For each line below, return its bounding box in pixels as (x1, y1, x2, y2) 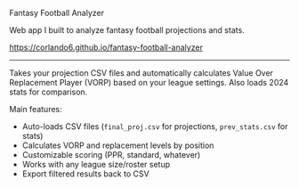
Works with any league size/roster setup (21, 159, 171, 169)
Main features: (9, 104, 62, 114)
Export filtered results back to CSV (21, 168, 149, 179)
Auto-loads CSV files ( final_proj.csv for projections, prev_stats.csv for (21, 121, 288, 132)
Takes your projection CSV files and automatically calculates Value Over (9, 68, 274, 78)
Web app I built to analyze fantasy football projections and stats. (9, 25, 245, 35)
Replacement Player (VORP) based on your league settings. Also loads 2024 (9, 78, 289, 87)
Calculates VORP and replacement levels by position (21, 140, 214, 151)
